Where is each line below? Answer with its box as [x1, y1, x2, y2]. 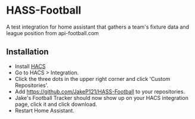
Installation [6, 47, 49, 57]
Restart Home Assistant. [14, 107, 75, 114]
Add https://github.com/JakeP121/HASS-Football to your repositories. [14, 87, 185, 95]
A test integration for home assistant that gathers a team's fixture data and [6, 23, 190, 30]
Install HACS [14, 62, 46, 70]
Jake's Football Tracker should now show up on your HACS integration [14, 94, 189, 101]
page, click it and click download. [14, 101, 97, 108]
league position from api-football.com [6, 29, 100, 36]
